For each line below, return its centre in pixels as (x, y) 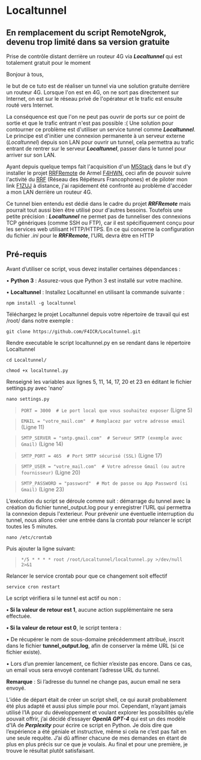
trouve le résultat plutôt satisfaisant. (50, 750)
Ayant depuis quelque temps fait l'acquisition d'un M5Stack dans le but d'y (99, 166)
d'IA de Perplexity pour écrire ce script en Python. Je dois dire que (89, 725)
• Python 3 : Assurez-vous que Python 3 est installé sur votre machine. (94, 280)
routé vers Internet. (30, 105)
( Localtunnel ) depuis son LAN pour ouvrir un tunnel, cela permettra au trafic (100, 142)
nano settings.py (28, 399)
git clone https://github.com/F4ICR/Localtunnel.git (73, 331)
